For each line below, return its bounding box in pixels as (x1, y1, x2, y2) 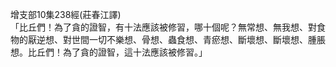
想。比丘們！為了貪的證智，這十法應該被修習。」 (10, 46, 208, 58)
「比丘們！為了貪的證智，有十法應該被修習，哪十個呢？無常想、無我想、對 (10, 21, 317, 33)
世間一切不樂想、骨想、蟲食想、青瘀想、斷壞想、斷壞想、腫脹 (71, 34, 326, 45)
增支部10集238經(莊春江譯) (10, 9, 122, 20)
